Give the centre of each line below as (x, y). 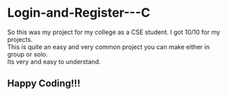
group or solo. (28, 54)
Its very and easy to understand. (54, 61)
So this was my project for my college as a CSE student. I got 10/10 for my (114, 32)
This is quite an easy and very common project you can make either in (109, 47)
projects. (20, 39)
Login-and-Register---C (79, 13)
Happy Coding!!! (44, 84)
